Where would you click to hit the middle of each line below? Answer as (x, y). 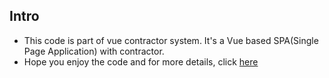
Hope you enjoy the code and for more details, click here (141, 61)
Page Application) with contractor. (94, 51)
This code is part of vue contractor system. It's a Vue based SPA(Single (171, 40)
